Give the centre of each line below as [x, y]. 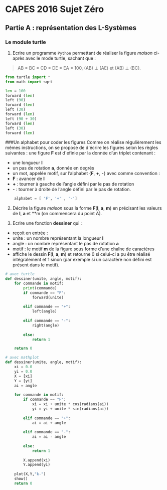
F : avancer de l [29, 179]
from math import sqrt [29, 82]
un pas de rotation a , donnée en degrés [53, 168]
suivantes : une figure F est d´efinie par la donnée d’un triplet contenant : [80, 153]
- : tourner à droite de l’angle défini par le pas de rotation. [72, 190]
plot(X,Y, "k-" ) [30, 474]
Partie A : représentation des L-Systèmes [71, 28]
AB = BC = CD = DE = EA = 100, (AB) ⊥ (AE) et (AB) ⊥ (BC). [79, 68]
